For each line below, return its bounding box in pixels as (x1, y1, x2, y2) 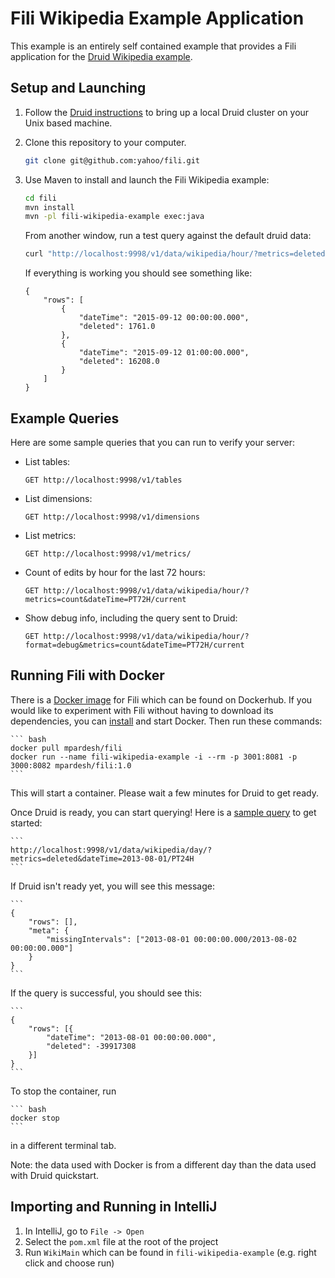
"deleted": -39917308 (46, 1041, 137, 1051)
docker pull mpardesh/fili (10, 743, 123, 753)
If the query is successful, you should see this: (10, 987, 203, 999)
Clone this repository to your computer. (24, 136, 187, 148)
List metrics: (24, 529, 77, 541)
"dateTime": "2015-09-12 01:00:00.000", (78, 348, 250, 358)
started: (10, 817, 43, 829)
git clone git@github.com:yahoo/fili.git (24, 155, 200, 166)
